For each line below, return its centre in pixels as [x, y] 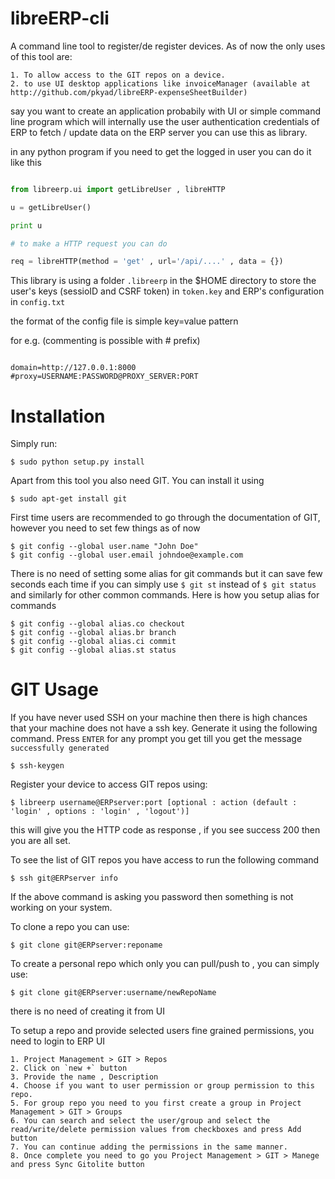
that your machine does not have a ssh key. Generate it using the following [164, 728]
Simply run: [34, 444]
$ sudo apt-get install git [69, 499]
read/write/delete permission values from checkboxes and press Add [156, 1130]
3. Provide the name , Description [84, 1077]
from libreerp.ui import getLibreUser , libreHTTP [118, 189]
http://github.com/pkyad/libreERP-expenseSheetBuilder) [129, 92]
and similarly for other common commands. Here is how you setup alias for [165, 595]
